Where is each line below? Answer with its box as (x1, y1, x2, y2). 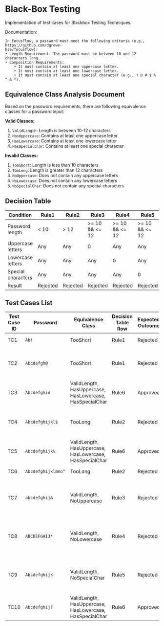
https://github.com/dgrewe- (5, 43, 62, 47)
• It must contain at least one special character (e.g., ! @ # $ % (14, 72, 156, 78)
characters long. (5, 55, 41, 61)
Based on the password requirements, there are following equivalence (5, 103, 146, 109)
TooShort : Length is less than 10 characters (12, 162, 99, 168)
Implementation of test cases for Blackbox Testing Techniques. (5, 20, 132, 25)
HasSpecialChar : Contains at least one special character (12, 143, 124, 149)
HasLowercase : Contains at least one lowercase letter (12, 138, 117, 144)
